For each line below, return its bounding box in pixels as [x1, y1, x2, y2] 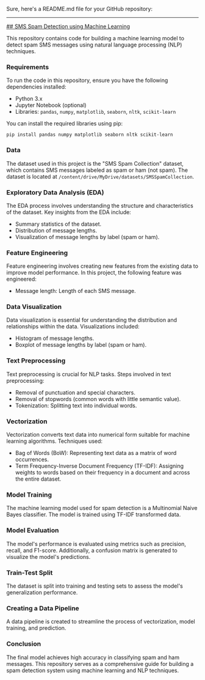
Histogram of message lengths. [15, 334, 95, 342]
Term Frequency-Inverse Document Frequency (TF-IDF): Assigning [15, 462, 184, 470]
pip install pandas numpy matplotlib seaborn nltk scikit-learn [6, 131, 173, 138]
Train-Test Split [6, 568, 53, 577]
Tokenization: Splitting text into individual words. [15, 402, 137, 409]
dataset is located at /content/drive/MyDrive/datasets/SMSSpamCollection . [6, 172, 194, 180]
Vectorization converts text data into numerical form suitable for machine [6, 431, 190, 438]
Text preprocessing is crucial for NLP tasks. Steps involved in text [6, 370, 171, 378]
